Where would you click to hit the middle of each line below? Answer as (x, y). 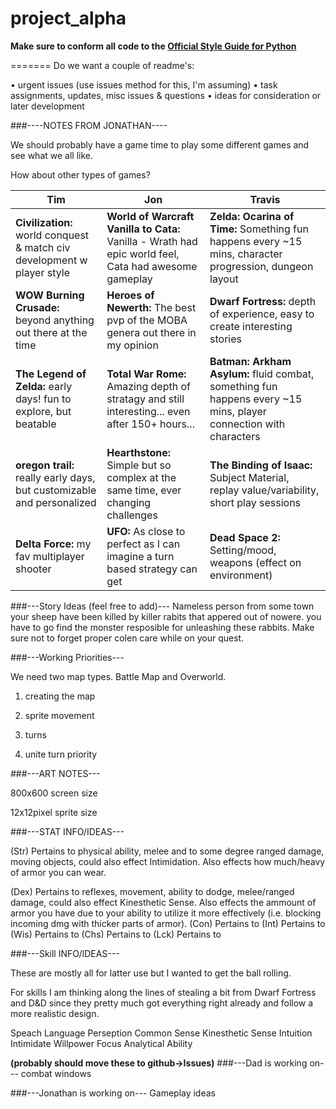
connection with (247, 424)
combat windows (56, 1073)
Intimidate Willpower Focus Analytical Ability (101, 1043)
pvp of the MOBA (147, 320)
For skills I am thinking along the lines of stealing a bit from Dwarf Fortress (163, 992)
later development (47, 106)
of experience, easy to (262, 314)
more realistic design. (55, 1013)
